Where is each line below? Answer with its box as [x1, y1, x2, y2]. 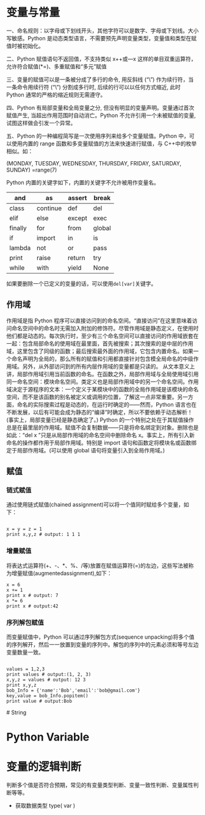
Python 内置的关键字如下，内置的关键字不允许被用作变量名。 [6, 178, 160, 186]
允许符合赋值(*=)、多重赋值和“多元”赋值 [6, 62, 107, 70]
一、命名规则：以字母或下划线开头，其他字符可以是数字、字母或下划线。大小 [6, 27, 199, 34]
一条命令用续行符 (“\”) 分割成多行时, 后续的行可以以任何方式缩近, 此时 [6, 83, 181, 90]
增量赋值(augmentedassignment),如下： [11, 569, 113, 577]
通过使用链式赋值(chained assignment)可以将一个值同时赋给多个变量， [6, 501, 184, 509]
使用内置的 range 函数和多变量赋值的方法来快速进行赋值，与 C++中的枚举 [11, 140, 197, 147]
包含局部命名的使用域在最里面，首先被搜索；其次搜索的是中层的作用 [22, 339, 193, 347]
